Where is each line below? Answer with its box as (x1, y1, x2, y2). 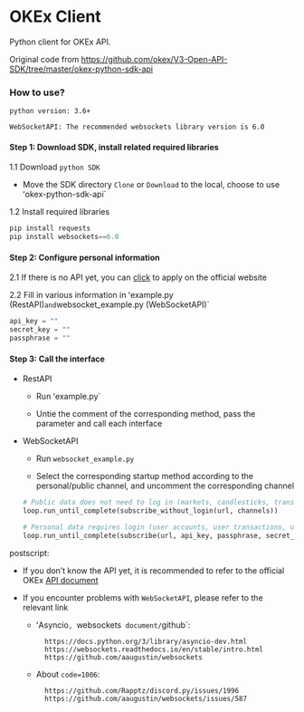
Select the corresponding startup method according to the (35, 471, 254, 482)
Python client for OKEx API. (9, 36, 111, 47)
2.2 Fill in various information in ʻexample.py (9, 290, 174, 301)
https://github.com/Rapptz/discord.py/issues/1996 (43, 686, 240, 695)
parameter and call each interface (35, 419, 163, 429)
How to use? (9, 86, 65, 99)
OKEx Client (9, 6, 101, 27)
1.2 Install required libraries (9, 207, 110, 217)
